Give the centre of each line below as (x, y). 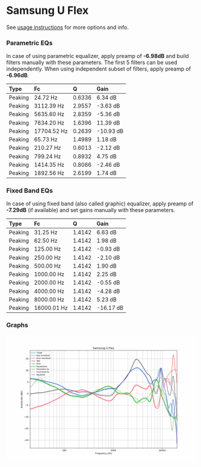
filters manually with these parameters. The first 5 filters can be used (92, 63)
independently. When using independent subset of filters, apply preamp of (99, 69)
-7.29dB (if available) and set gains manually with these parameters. (91, 210)
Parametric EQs (29, 43)
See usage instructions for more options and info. (68, 27)
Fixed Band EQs (29, 190)
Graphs (17, 325)
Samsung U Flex (48, 11)
